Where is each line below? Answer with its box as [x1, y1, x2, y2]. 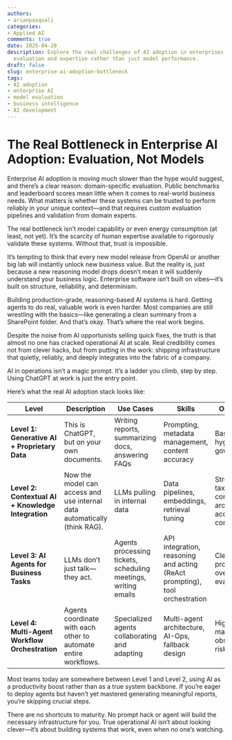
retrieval [163, 504, 191, 514]
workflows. [64, 657, 100, 667]
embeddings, [163, 496, 206, 506]
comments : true [7, 36, 51, 43]
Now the [64, 470, 92, 479]
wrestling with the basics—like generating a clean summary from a [7, 310, 197, 319]
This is [64, 420, 86, 430]
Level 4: [10, 618, 37, 628]
